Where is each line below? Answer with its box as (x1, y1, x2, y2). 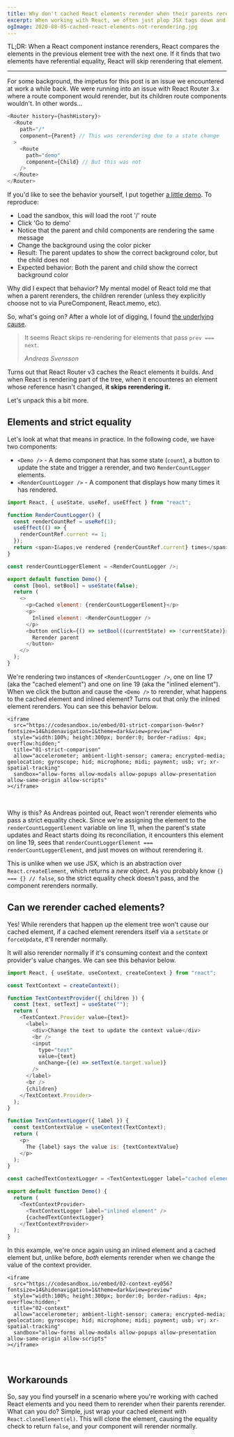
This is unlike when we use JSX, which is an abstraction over (7, 859, 182, 867)
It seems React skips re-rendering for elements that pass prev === (24, 333, 214, 342)
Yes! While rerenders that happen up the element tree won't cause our (7, 920, 209, 928)
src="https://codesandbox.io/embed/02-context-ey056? (13, 1281, 173, 1288)
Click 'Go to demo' (17, 219, 71, 227)
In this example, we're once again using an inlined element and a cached (7, 1246, 216, 1254)
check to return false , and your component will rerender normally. (7, 1422, 197, 1430)
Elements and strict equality (7, 416, 132, 428)
